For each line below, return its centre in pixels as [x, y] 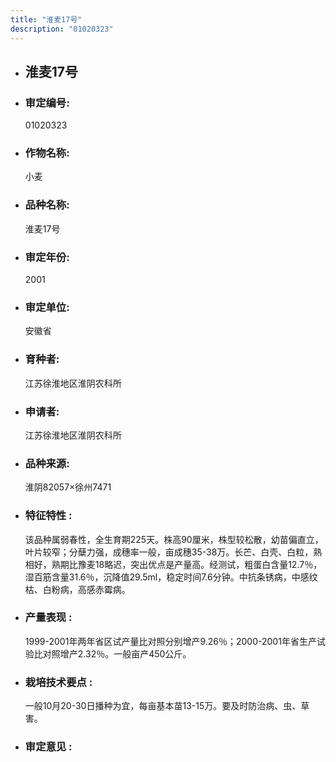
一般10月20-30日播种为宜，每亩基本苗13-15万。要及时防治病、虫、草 [167, 706]
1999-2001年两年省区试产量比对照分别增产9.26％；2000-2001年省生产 [170, 641]
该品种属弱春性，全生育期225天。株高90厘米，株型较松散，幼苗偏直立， [174, 539]
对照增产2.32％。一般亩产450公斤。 [117, 653]
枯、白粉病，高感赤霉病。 [77, 589]
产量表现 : [48, 618]
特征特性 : [48, 516]
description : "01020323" [62, 29]
